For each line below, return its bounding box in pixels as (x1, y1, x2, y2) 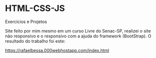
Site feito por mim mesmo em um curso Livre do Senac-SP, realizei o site (5, 28, 151, 34)
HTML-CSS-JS (5, 3, 65, 14)
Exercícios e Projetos (5, 19, 47, 24)
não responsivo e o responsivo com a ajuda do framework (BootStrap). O (5, 33, 152, 39)
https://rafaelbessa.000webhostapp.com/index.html (5, 47, 109, 53)
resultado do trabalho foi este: (5, 38, 66, 44)
